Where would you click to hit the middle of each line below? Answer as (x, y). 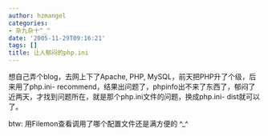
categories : (28, 23)
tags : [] (23, 46)
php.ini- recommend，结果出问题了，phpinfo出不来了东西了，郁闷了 (142, 86)
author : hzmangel (37, 16)
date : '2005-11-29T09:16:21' (57, 38)
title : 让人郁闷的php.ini (49, 53)
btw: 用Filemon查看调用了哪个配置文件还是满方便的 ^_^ (98, 124)
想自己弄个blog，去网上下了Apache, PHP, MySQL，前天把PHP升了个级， (129, 76)
